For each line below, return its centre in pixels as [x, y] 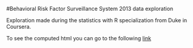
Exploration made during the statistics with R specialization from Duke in [97, 20]
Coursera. [19, 27]
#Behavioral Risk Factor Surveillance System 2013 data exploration [90, 9]
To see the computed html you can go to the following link [79, 38]
